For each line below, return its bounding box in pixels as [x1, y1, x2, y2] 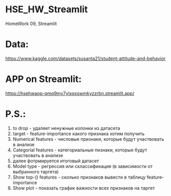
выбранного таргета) [12, 168, 59, 175]
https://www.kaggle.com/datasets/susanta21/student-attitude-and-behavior [5, 55, 166, 61]
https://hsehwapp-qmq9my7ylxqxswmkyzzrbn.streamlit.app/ [5, 90, 135, 96]
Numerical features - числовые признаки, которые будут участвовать [12, 136, 164, 142]
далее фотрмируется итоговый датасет [12, 158, 99, 164]
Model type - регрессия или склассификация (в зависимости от [12, 163, 153, 169]
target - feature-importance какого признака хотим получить [12, 130, 145, 137]
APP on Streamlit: [5, 73, 82, 85]
